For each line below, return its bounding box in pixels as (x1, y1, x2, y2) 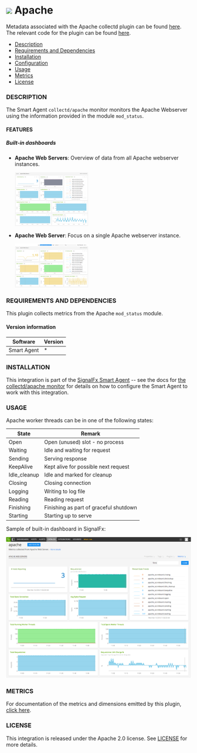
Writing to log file (43, 488, 86, 495)
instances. (14, 160, 40, 168)
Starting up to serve (43, 512, 92, 519)
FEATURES (6, 126, 33, 133)
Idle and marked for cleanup (43, 471, 113, 478)
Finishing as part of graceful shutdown (43, 504, 138, 511)
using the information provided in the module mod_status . (6, 112, 144, 119)
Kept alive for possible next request (43, 463, 130, 470)
